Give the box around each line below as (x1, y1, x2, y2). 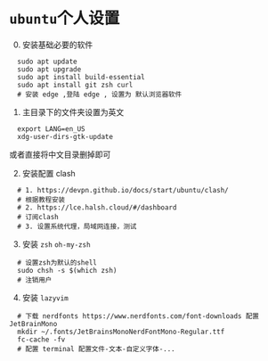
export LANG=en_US (17, 124, 86, 134)
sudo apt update (17, 57, 77, 66)
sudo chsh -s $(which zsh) (17, 266, 118, 275)
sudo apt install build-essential (17, 72, 145, 81)
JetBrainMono (9, 319, 58, 328)
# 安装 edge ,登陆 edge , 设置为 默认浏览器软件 (17, 90, 183, 99)
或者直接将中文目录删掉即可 (9, 149, 111, 160)
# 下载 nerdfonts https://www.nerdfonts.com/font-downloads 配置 (17, 311, 260, 321)
